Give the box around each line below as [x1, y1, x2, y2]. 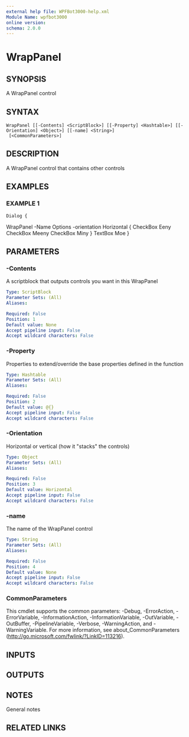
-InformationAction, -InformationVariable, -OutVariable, [41, 614, 175, 621]
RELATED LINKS [6, 723, 66, 733]
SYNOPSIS [6, 74, 47, 84]
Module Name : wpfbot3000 [6, 14, 67, 20]
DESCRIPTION [6, 149, 59, 159]
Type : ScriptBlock [6, 289, 51, 296]
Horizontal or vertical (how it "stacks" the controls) [6, 443, 130, 450]
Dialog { [6, 213, 28, 219]
